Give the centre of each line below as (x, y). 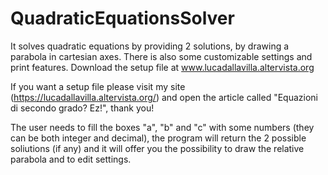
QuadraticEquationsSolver (122, 18)
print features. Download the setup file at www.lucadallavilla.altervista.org (162, 67)
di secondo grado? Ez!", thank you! (82, 108)
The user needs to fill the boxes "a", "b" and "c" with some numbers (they (162, 127)
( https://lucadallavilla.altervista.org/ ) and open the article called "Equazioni (164, 97)
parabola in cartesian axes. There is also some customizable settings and (161, 56)
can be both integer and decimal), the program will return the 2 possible (158, 138)
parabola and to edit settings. (71, 159)
